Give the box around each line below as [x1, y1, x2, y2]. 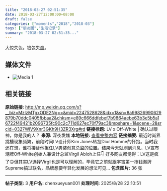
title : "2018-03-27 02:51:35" [5, 7, 68, 12]
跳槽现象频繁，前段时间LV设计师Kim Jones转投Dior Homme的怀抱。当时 [5, 138, 154, 144]
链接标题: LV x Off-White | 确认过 [86, 126, 154, 132]
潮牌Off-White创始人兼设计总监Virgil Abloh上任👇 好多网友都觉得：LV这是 [5, 151, 155, 157]
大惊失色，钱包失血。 [5, 45, 49, 50]
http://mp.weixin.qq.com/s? [25, 104, 82, 110]
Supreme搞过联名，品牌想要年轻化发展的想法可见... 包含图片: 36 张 [5, 165, 143, 171]
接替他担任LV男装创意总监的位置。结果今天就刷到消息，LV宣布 [31, 145, 160, 151]
